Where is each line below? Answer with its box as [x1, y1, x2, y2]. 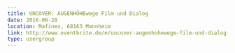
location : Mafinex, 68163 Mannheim [7, 23, 111, 30]
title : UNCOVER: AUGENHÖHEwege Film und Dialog [7, 10, 149, 17]
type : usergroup [7, 36, 55, 43]
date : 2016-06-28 [7, 17, 58, 23]
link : [7, 29, 23, 36]
